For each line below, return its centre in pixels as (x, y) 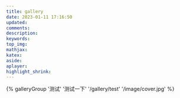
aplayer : (17, 66)
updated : (17, 22)
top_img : (17, 45)
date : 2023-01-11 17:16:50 (39, 17)
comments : (18, 28)
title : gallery (25, 11)
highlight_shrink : (29, 72)
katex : (14, 55)
